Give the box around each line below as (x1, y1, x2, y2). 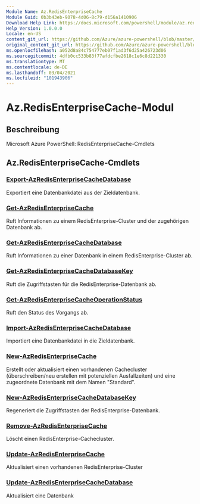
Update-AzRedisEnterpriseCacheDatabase (6, 478, 133, 487)
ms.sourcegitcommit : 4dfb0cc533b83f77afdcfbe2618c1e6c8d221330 (6, 53, 167, 59)
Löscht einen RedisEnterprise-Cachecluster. (6, 435, 114, 443)
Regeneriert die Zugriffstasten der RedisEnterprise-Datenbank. (6, 406, 161, 414)
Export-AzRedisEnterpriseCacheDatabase (6, 175, 132, 183)
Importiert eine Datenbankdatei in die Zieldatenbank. (6, 337, 135, 344)
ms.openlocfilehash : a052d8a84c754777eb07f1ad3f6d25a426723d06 (6, 48, 167, 54)
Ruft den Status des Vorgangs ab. (6, 309, 89, 316)
